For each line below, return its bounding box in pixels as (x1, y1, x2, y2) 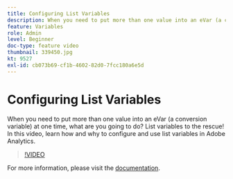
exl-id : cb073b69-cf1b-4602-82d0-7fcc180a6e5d (7, 62, 144, 69)
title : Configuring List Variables (7, 10, 110, 17)
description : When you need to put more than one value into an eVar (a (7, 17, 222, 24)
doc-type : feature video (7, 42, 79, 49)
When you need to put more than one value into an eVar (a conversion (7, 114, 207, 123)
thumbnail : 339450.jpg (7, 49, 73, 56)
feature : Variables (7, 23, 64, 30)
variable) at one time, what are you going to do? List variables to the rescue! (7, 122, 224, 130)
